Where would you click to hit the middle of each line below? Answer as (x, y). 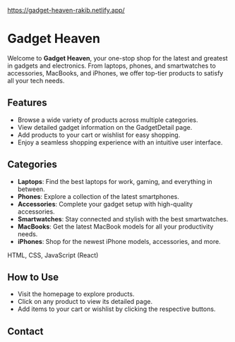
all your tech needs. (36, 80)
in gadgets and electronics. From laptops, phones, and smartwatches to (112, 66)
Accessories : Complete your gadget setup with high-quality (105, 204)
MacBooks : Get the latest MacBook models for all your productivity (115, 226)
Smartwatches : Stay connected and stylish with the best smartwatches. (123, 219)
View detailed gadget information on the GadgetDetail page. (105, 127)
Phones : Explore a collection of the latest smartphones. (98, 196)
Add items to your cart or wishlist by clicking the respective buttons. (116, 309)
